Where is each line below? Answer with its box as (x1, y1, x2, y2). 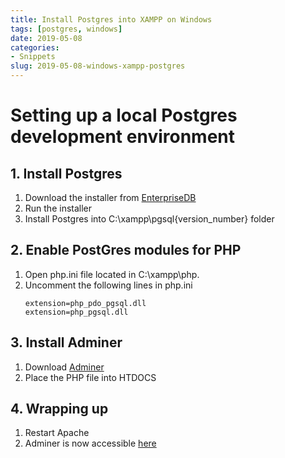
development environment (10, 126, 235, 148)
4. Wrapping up (10, 401, 109, 418)
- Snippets (10, 52, 56, 62)
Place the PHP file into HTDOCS (24, 371, 157, 383)
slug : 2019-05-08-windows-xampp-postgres (10, 61, 186, 71)
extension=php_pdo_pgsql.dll (24, 298, 147, 308)
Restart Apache (24, 427, 90, 439)
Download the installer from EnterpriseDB (24, 192, 197, 203)
